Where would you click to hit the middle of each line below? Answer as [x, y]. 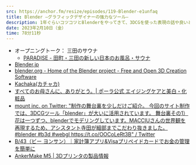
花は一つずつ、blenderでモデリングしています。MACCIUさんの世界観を [100, 121]
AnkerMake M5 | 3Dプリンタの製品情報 [62, 156]
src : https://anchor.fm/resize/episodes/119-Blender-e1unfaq [82, 11]
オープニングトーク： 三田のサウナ [56, 51]
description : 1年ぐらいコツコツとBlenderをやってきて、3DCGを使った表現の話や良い [97, 22]
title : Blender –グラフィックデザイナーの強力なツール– [67, 17]
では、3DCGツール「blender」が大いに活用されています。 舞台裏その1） [101, 113]
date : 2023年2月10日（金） [36, 28]
